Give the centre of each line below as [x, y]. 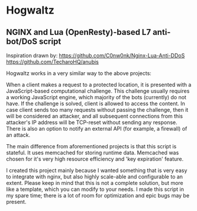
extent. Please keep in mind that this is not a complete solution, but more [95, 183]
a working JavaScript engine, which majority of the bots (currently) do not [96, 97]
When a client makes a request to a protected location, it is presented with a [99, 85]
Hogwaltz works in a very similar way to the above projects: [79, 73]
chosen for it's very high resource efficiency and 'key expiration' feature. [95, 159]
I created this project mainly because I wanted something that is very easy [97, 170]
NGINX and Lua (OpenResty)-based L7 [79, 32]
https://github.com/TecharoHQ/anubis [52, 62]
